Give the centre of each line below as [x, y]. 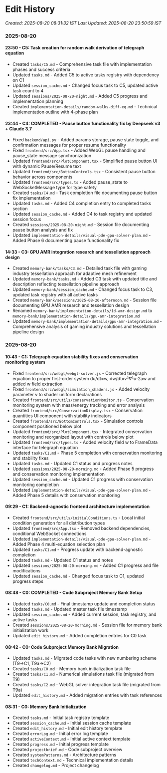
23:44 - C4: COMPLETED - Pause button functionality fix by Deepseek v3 [83, 123]
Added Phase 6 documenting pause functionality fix [66, 241]
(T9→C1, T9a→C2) [32, 663]
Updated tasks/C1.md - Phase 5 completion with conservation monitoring [87, 453]
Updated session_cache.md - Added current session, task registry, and [84, 614]
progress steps [28, 581]
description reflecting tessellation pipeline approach [66, 284]
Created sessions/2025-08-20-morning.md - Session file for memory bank [87, 625]
